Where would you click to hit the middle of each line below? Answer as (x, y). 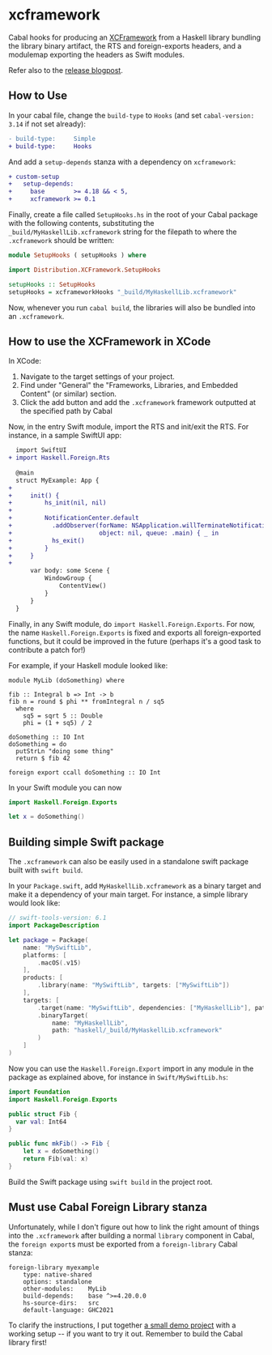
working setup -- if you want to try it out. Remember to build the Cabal (125, 1333)
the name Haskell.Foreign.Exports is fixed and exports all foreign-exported (135, 633)
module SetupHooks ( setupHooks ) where (78, 255)
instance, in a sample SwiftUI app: (65, 436)
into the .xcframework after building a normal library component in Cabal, (132, 1235)
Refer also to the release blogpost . (66, 70)
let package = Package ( (49, 940)
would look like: (34, 903)
